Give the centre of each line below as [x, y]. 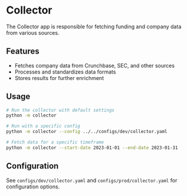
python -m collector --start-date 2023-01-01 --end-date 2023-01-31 [92, 148]
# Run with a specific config [43, 126]
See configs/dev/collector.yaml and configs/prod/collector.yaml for [92, 180]
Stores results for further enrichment [59, 78]
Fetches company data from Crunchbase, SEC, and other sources [95, 65]
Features [23, 52]
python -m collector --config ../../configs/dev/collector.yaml [87, 132]
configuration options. [33, 187]
